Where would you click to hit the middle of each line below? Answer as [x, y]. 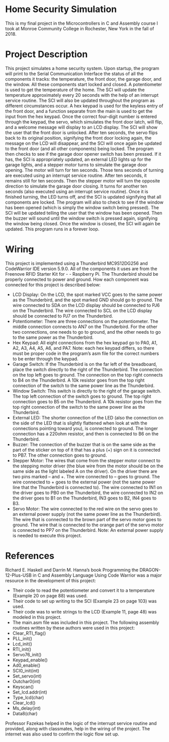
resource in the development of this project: [51, 580]
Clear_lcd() [24, 703]
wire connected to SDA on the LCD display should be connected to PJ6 [86, 305]
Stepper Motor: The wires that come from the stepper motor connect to [87, 460]
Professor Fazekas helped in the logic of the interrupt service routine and [81, 723]
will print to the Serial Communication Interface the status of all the [74, 74]
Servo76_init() [27, 654]
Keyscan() [23, 687]
